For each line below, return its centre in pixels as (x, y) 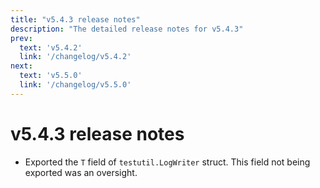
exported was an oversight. (81, 172)
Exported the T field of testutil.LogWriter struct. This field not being (167, 162)
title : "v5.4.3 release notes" (75, 19)
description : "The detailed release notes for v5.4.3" (127, 29)
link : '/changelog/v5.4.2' (75, 57)
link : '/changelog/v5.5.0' (75, 85)
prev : (21, 38)
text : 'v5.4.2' (51, 47)
